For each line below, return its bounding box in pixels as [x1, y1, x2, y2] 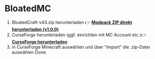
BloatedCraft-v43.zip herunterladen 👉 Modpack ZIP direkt [11, 19, 132, 25]
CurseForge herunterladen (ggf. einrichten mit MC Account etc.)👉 [11, 32, 147, 38]
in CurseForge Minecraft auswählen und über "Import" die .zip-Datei [11, 44, 150, 50]
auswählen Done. [11, 49, 47, 55]
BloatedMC [4, 3, 51, 14]
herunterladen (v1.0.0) [11, 26, 59, 32]
